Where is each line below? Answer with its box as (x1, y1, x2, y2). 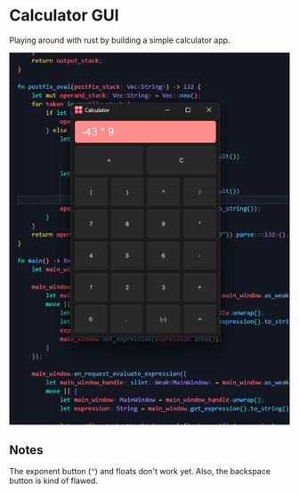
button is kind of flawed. (9, 475, 98, 486)
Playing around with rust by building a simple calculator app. (9, 35, 230, 45)
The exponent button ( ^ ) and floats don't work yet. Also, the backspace (9, 466, 271, 477)
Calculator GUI (9, 5, 119, 26)
